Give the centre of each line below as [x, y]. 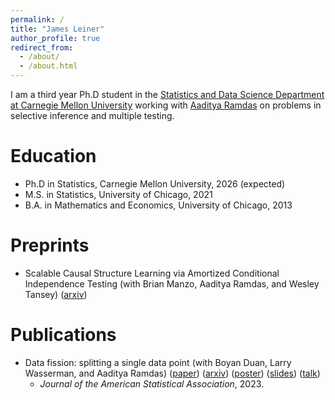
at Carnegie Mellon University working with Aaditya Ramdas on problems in [166, 105]
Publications [63, 335]
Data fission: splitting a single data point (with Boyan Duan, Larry [158, 362]
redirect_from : [42, 47]
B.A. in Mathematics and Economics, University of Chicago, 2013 [158, 205]
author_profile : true [55, 38]
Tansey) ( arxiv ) [56, 294]
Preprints [50, 245]
